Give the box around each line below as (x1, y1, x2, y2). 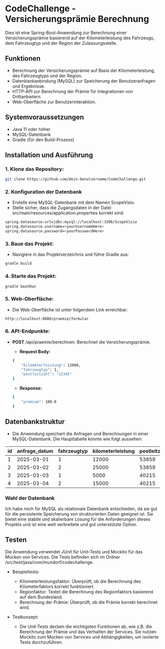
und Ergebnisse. (12, 83, 46, 89)
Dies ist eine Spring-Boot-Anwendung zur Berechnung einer (5, 30, 127, 35)
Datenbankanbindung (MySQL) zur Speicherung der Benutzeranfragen (12, 78, 156, 84)
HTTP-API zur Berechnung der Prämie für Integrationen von (12, 88, 134, 94)
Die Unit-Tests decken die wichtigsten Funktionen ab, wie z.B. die (19, 623, 152, 629)
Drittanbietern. (12, 93, 42, 99)
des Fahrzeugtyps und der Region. (12, 72, 82, 79)
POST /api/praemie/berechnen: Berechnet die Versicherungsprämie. (12, 339, 151, 345)
